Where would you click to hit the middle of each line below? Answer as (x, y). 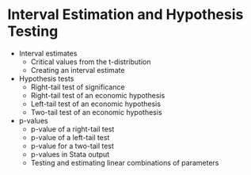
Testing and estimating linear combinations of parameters (125, 162)
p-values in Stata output (70, 154)
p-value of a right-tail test (72, 129)
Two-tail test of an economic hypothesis (97, 112)
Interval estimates (48, 53)
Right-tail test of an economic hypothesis (98, 95)
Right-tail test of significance (78, 87)
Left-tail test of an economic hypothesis (96, 104)
